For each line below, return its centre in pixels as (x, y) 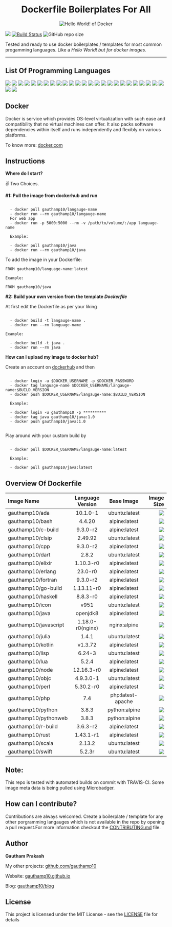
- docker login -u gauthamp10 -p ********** (58, 413)
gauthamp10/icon (29, 605)
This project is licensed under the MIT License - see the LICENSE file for (81, 914)
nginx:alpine (124, 625)
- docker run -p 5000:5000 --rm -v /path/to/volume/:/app (73, 223)
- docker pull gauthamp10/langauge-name (53, 209)
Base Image (124, 501)
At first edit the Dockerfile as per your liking (51, 307)
